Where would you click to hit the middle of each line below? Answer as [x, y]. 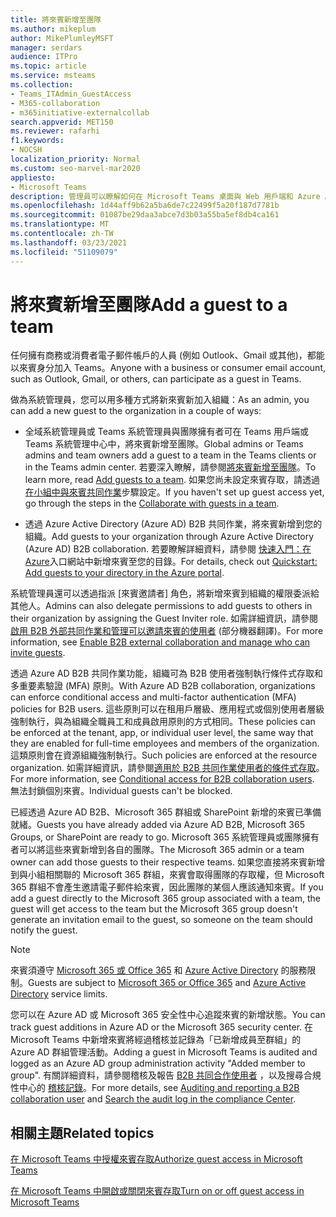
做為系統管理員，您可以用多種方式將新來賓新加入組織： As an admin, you [160, 400]
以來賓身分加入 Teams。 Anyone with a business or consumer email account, [168, 368]
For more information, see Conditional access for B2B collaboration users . [162, 779]
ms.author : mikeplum [53, 29]
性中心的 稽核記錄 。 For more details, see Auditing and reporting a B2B [155, 1088]
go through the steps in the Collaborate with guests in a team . [152, 503]
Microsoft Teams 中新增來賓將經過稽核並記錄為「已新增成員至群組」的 [156, 1040]
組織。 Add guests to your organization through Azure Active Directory [169, 537]
